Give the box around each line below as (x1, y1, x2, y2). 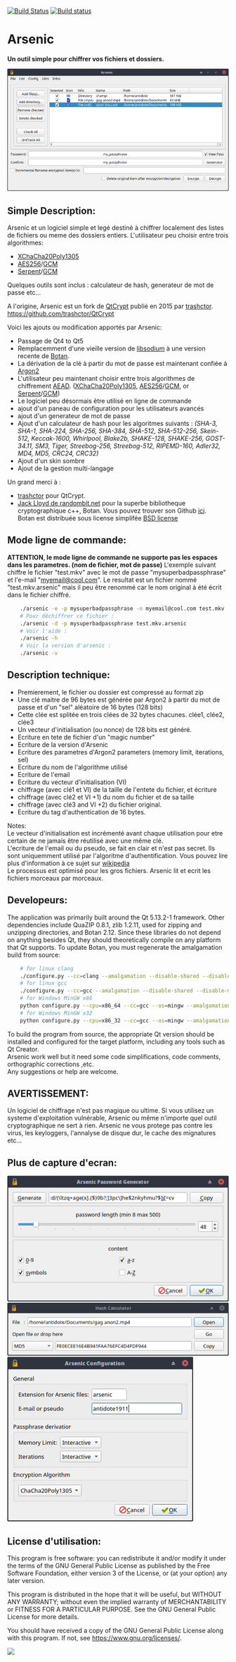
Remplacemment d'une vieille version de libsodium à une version (17, 344, 206, 353)
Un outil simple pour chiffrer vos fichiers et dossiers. (7, 54, 164, 63)
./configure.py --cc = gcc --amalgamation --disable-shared (20, 987, 193, 994)
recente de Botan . (17, 352, 70, 360)
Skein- (199, 427, 219, 435)
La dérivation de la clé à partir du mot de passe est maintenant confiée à (17, 360, 228, 368)
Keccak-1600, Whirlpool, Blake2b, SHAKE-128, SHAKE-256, (31, 434, 204, 443)
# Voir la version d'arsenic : (20, 642, 112, 649)
